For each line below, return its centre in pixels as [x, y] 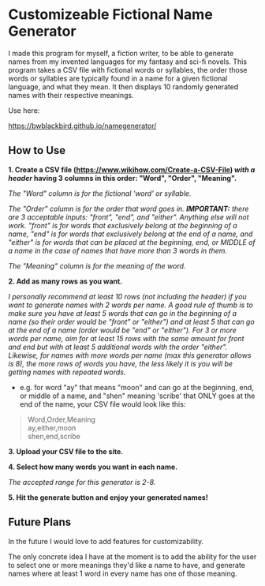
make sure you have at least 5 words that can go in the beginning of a [123, 313]
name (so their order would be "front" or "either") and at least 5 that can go [131, 321]
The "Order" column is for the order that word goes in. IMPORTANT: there [129, 208]
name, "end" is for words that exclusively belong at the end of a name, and [131, 234]
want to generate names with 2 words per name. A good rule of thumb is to [131, 305]
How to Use [37, 150]
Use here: [24, 110]
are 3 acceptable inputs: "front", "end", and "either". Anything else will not [129, 217]
